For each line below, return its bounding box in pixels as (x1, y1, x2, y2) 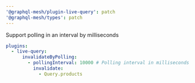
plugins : (6, 43, 28, 49)
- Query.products (38, 71, 83, 77)
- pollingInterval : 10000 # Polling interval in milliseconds (28, 60, 189, 66)
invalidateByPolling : (21, 54, 78, 61)
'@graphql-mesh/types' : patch (6, 15, 83, 21)
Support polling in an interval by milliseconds (6, 31, 119, 38)
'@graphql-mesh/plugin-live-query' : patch (6, 8, 116, 15)
